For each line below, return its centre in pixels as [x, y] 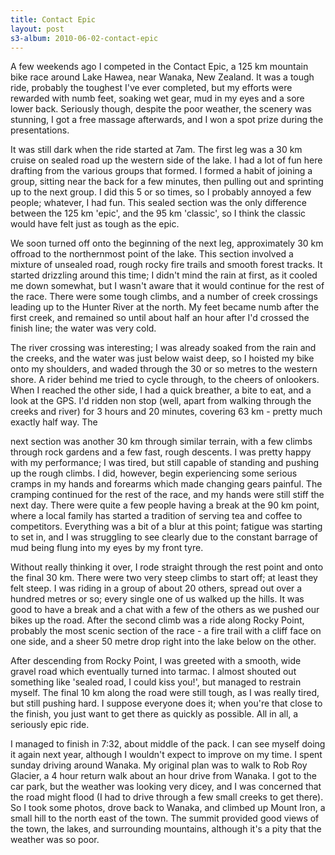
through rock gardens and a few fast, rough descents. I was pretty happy [161, 452]
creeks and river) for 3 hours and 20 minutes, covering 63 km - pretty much [166, 412]
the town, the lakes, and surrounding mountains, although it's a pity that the [166, 829]
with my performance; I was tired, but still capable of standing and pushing [165, 463]
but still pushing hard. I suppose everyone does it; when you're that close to [166, 703]
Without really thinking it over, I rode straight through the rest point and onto [167, 567]
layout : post [37, 29]
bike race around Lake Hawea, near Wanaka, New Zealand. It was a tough [162, 77]
